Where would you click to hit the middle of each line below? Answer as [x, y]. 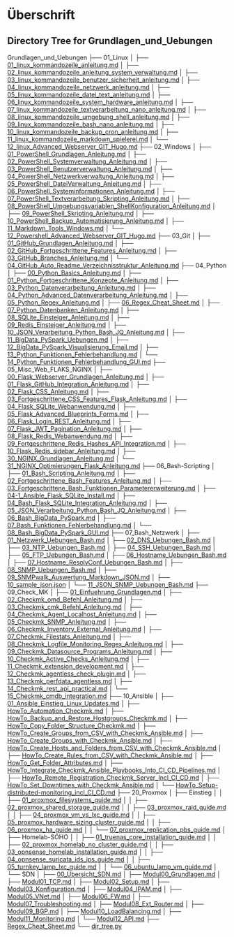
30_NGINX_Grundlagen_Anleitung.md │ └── [71, 458]
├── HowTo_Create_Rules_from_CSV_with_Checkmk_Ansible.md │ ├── [110, 755]
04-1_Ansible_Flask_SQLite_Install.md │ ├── [71, 495]
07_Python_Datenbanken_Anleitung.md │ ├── [73, 310]
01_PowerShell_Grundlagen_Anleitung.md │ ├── [77, 154]
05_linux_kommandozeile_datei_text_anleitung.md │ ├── [89, 95]
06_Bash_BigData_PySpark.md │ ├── [62, 518]
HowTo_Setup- [197, 785]
